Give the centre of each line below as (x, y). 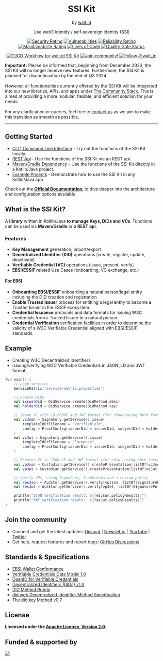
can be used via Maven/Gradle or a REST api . (51, 226)
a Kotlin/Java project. (33, 169)
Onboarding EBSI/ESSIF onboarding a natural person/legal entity (77, 292)
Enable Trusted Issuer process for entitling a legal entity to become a (82, 302)
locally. (19, 154)
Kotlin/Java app (28, 179)
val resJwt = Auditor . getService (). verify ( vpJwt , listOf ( (73, 487)
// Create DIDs (29, 397)
